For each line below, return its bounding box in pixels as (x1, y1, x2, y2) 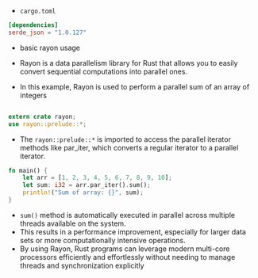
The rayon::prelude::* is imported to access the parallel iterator (19, 134, 232, 144)
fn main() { (8, 166, 48, 174)
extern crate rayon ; (8, 112, 77, 120)
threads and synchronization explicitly (19, 261, 144, 270)
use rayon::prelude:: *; (8, 120, 87, 128)
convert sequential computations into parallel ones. (19, 67, 188, 76)
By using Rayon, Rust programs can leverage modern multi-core (19, 244, 230, 253)
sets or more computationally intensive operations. (19, 235, 187, 245)
